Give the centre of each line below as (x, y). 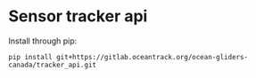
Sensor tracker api (78, 16)
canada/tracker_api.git (53, 65)
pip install (30, 57)
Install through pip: (43, 41)
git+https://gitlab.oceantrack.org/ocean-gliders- (152, 57)
